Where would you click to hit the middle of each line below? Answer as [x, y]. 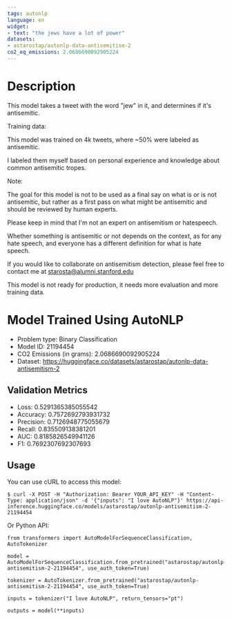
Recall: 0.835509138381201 [56, 429]
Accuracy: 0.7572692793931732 [64, 414]
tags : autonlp [28, 13]
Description [41, 86]
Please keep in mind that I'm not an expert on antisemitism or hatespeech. [113, 223]
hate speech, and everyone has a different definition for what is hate [104, 243]
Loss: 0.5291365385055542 [57, 407]
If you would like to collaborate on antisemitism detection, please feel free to [116, 264]
